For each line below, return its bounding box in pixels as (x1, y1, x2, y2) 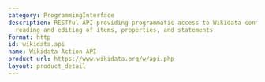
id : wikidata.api (8, 41, 65, 48)
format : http (8, 33, 51, 41)
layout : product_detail (8, 62, 87, 70)
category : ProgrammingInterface (8, 11, 114, 20)
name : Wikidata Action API (8, 48, 97, 55)
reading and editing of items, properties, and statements (15, 26, 214, 34)
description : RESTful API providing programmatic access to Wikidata (8, 19, 242, 27)
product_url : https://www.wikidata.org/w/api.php (8, 55, 175, 63)
